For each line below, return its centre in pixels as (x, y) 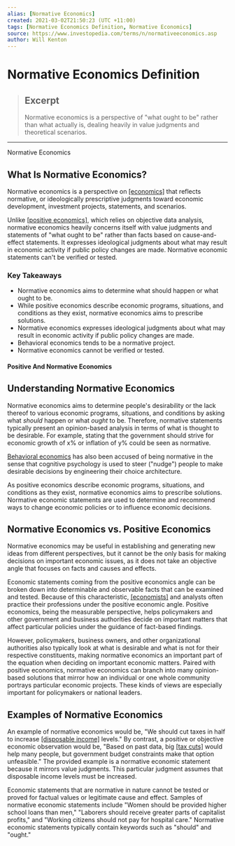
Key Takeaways (35, 275)
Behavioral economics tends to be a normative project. (96, 343)
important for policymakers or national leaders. (74, 693)
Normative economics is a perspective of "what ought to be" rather (121, 117)
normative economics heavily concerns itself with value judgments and (109, 227)
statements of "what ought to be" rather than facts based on (94, 234)
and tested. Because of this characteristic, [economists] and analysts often (115, 597)
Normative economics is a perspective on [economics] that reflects (104, 191)
